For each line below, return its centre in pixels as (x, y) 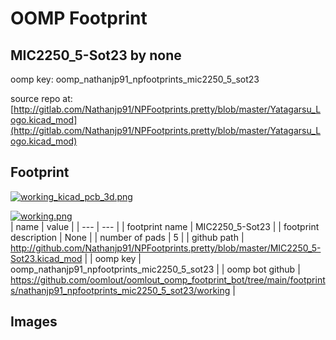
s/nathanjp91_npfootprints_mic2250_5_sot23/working (120, 290)
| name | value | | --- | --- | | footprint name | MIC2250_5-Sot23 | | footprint (165, 226)
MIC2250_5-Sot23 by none (96, 55)
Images (34, 322)
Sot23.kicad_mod (46, 258)
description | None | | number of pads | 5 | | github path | (127, 237)
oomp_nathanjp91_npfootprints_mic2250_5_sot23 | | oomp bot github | (155, 269)
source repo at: (41, 98)
